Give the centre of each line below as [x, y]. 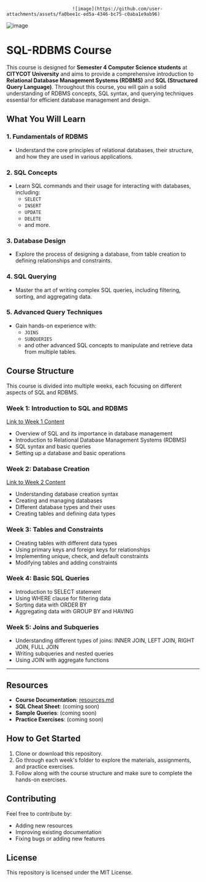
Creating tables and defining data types [65, 514]
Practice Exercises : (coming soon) [59, 719]
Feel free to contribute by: [39, 813]
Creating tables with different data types [66, 543]
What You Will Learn [46, 119]
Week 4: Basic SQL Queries [48, 578]
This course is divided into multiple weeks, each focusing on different [94, 386]
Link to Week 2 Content [36, 482]
